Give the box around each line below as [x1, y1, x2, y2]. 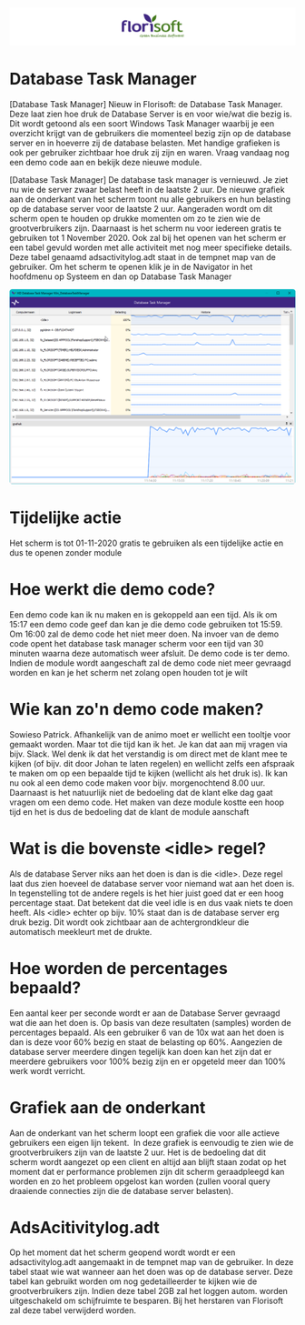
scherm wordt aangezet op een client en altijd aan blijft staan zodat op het [9, 1156, 287, 1167]
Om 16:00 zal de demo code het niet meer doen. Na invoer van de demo [9, 628, 280, 639]
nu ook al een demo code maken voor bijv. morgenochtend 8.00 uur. [9, 777, 266, 788]
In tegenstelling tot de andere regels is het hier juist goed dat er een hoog [9, 888, 284, 898]
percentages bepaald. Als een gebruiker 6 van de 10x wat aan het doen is [9, 1027, 284, 1038]
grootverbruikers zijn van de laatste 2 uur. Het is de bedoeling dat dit [9, 1147, 266, 1158]
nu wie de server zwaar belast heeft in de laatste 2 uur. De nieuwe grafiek [9, 184, 285, 195]
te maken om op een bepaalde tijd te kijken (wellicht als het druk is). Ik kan [9, 768, 289, 778]
